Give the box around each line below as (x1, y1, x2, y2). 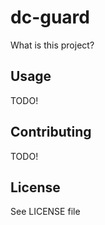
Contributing (10, 124, 92, 141)
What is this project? (10, 39, 95, 51)
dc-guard (10, 6, 90, 29)
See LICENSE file (10, 206, 81, 218)
